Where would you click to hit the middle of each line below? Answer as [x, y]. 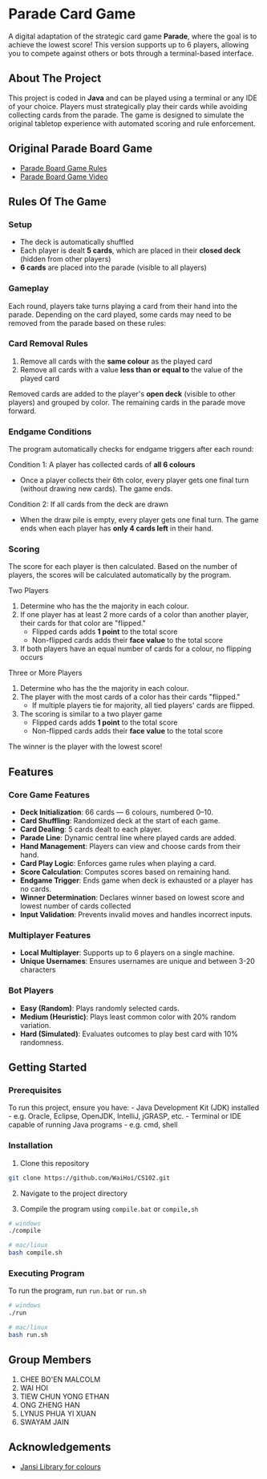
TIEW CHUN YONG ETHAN [65, 1396]
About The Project [55, 78]
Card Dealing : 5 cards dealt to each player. [91, 829]
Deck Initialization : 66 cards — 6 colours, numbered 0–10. [117, 812]
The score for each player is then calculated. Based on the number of [123, 567]
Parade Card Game [72, 14]
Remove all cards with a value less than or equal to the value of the [131, 369]
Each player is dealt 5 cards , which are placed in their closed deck [130, 250]
